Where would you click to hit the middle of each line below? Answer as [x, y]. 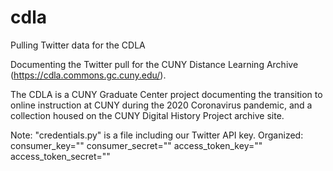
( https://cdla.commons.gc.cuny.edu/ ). [88, 75]
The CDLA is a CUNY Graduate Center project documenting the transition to [166, 94]
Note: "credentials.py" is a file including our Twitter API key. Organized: [157, 135]
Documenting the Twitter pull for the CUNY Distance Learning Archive [154, 64]
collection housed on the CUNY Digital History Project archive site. [147, 115]
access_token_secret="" [60, 156]
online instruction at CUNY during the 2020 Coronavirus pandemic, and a [161, 105]
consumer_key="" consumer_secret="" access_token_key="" [136, 145]
